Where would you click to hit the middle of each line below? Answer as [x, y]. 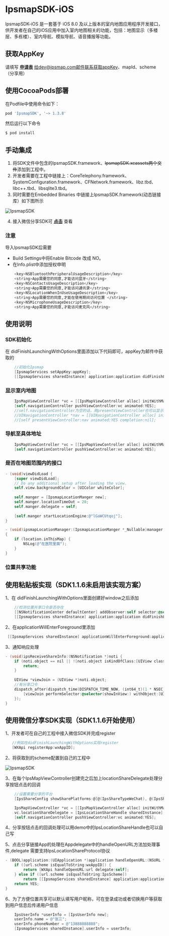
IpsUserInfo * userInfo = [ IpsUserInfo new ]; [62, 915]
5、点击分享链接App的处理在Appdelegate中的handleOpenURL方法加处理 [80, 844]
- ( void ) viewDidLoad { [29, 474]
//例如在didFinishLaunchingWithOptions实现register [65, 743]
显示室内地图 [21, 390]
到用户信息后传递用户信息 [32, 905]
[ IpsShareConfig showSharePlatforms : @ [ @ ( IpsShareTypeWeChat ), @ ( [84, 799]
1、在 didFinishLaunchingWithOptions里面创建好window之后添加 [72, 598]
